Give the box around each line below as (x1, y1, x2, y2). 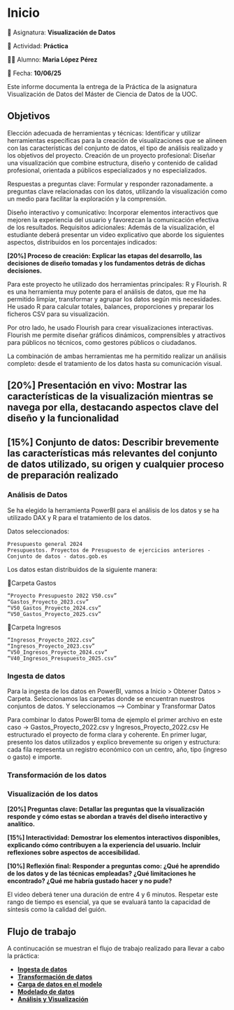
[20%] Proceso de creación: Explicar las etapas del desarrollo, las (7, 251, 203, 260)
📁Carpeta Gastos (7, 578, 57, 587)
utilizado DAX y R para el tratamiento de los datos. (7, 513, 152, 521)
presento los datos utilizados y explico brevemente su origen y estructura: (7, 738, 221, 746)
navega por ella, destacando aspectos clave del (7, 402, 219, 414)
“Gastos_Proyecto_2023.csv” (7, 598, 89, 606)
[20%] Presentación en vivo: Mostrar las (7, 380, 187, 392)
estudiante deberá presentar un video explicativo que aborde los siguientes (7, 230, 225, 239)
